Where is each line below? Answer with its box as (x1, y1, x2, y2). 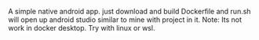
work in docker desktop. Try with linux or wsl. (8, 24, 155, 32)
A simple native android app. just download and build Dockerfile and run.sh (8, 7, 251, 16)
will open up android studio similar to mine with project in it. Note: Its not (8, 15, 242, 24)
